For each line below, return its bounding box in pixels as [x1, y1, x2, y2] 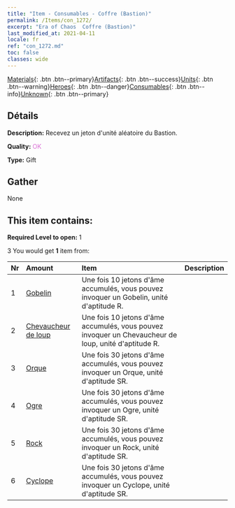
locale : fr [7, 36, 39, 43]
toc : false [7, 50, 39, 57]
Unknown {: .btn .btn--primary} [20, 89, 109, 98]
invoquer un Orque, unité [81, 368, 163, 377]
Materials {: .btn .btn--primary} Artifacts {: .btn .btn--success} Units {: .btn [7, 75, 213, 83]
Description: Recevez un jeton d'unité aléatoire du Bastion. [7, 129, 178, 137]
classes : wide [7, 56, 49, 63]
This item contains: [7, 215, 93, 226]
